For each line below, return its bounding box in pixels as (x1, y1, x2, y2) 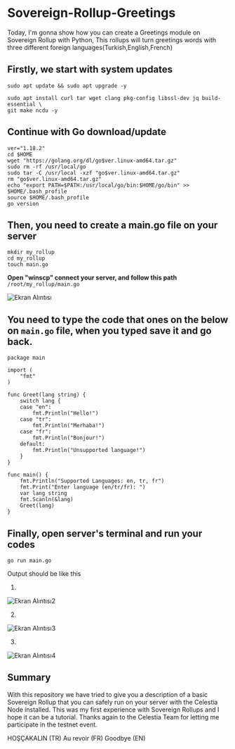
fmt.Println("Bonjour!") (32, 434, 105, 441)
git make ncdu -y (7, 107, 58, 114)
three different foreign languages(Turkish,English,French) (7, 43, 173, 51)
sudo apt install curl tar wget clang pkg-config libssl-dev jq (7, 94, 199, 101)
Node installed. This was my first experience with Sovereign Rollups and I (7, 705, 220, 714)
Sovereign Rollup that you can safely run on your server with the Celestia (7, 698, 218, 706)
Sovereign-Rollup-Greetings (7, 5, 176, 21)
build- (201, 94, 221, 101)
